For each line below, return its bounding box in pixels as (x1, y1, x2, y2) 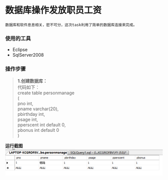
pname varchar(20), (17, 106, 59, 112)
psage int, (17, 116, 38, 122)
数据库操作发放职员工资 (5, 5, 102, 16)
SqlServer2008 (12, 52, 44, 58)
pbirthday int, (17, 111, 45, 117)
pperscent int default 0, (17, 121, 66, 128)
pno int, (17, 100, 33, 106)
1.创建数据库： (17, 78, 47, 84)
